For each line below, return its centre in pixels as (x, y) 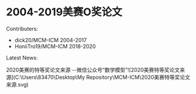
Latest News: (22, 58)
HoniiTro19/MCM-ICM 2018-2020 (55, 46)
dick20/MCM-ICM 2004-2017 (51, 40)
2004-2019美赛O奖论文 (64, 12)
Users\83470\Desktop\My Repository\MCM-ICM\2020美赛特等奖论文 (106, 77)
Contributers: (22, 28)
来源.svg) (17, 84)
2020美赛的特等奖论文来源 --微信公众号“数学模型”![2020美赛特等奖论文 (93, 70)
